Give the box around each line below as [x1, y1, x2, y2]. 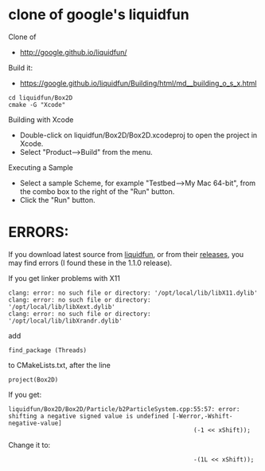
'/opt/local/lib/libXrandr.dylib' [8, 317, 123, 325]
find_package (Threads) [8, 346, 88, 354]
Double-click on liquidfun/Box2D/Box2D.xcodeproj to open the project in [19, 130, 258, 140]
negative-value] [8, 419, 62, 427]
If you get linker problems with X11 [8, 273, 121, 283]
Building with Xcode [8, 114, 74, 125]
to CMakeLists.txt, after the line [8, 360, 111, 370]
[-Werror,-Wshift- [172, 412, 233, 420]
